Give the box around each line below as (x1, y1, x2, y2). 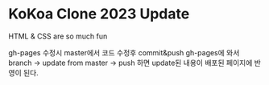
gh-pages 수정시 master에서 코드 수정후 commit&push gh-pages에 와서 (8, 47, 240, 57)
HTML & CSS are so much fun (8, 31, 108, 41)
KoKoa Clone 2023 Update (8, 5, 190, 23)
